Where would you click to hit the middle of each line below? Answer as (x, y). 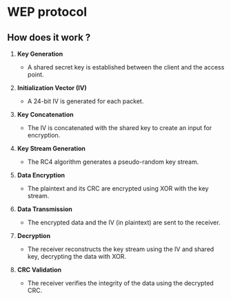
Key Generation (40, 54)
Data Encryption (41, 175)
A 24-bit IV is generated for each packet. (86, 101)
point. (36, 74)
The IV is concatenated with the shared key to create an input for (120, 128)
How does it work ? (49, 37)
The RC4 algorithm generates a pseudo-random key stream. (113, 162)
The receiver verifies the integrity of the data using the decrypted (120, 283)
